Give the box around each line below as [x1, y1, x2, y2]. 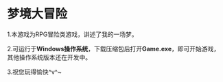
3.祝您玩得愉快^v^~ [7, 68, 62, 76]
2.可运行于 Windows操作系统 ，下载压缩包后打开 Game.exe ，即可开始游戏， [7, 44, 220, 53]
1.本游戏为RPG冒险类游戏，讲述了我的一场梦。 [7, 30, 139, 38]
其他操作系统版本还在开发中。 [7, 53, 91, 61]
